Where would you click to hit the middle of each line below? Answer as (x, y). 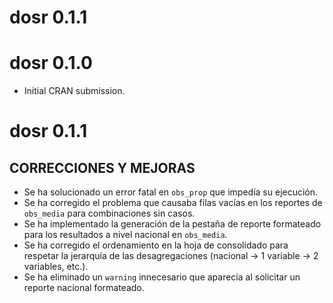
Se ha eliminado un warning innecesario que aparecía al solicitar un (162, 277)
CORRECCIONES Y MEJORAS (102, 167)
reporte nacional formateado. (84, 288)
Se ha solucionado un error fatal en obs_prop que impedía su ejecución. (171, 192)
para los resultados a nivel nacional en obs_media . (125, 235)
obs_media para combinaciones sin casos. (109, 213)
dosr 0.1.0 (51, 63)
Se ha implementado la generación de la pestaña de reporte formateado (172, 224)
